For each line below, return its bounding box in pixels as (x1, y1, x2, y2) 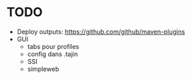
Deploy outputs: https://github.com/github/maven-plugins (16, 27, 185, 36)
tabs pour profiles (27, 42, 79, 51)
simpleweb (27, 65, 59, 73)
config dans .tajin (27, 50, 78, 58)
